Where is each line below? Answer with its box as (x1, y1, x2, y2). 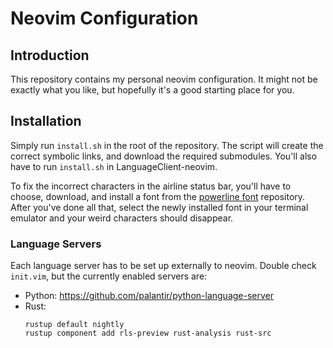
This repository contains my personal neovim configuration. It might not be (10, 73, 318, 85)
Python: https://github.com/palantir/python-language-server (24, 290, 275, 302)
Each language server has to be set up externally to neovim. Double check (10, 260, 317, 272)
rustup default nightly (24, 320, 125, 330)
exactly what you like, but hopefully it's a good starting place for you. (10, 84, 295, 96)
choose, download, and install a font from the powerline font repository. (10, 190, 306, 202)
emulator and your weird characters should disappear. (10, 212, 234, 224)
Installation (10, 113, 82, 130)
